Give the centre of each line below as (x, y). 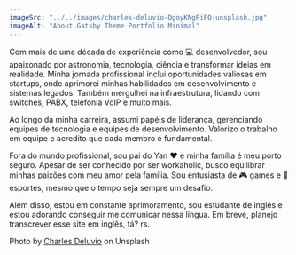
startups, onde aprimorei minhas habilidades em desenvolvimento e (133, 83)
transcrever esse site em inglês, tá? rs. (80, 224)
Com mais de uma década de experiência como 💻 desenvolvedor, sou (138, 52)
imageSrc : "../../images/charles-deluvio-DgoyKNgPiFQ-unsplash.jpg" (138, 17)
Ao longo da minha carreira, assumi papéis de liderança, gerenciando (136, 119)
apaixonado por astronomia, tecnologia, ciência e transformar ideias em (140, 64)
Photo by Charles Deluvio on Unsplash (79, 241)
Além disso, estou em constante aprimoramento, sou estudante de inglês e (146, 204)
